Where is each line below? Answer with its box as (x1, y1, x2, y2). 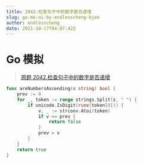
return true (17, 147, 46, 153)
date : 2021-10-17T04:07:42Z (6, 25, 76, 32)
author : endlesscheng (6, 20, 60, 26)
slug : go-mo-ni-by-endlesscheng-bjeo (6, 14, 100, 20)
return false (48, 119, 82, 125)
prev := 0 (17, 91, 42, 97)
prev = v (38, 130, 60, 136)
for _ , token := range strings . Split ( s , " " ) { (17, 97, 137, 103)
